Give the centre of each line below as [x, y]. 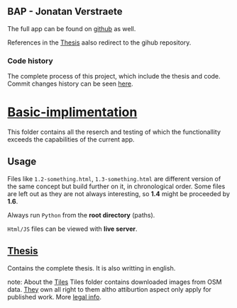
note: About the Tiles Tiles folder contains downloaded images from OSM [115, 282]
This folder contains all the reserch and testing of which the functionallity [114, 132]
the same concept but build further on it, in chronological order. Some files [116, 186]
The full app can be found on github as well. [72, 28]
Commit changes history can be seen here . [70, 84]
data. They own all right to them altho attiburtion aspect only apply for [109, 289]
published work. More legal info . [54, 297]
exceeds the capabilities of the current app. [71, 139]
